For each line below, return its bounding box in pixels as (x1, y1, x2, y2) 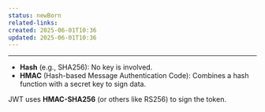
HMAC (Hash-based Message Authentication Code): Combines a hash (19, 71, 249, 80)
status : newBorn (8, 11, 62, 20)
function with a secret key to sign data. (19, 80, 147, 89)
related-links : (8, 19, 58, 27)
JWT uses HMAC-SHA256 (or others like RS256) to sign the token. (8, 95, 227, 104)
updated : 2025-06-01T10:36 (8, 33, 97, 42)
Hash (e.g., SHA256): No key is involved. (19, 62, 153, 72)
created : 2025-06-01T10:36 (8, 26, 97, 34)
